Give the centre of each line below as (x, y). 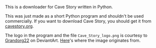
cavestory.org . (19, 26)
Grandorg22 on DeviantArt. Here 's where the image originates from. (73, 40)
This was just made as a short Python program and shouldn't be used (74, 16)
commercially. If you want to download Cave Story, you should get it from (78, 21)
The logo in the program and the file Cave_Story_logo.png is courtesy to (76, 35)
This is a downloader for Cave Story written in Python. (59, 7)
